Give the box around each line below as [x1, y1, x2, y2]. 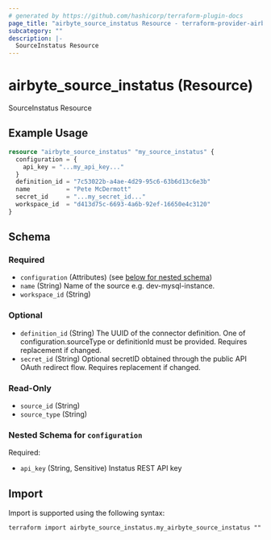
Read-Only [8, 382, 52, 393]
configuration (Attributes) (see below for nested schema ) [19, 272, 212, 282]
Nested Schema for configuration [8, 429, 143, 440]
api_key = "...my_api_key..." [23, 163, 125, 171]
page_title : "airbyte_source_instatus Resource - [8, 19, 179, 27]
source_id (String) [19, 401, 81, 411]
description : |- [8, 34, 63, 43]
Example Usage [8, 127, 89, 140]
